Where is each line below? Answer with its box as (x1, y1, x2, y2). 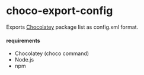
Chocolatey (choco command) (14, 50, 89, 57)
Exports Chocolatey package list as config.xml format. (6, 23, 139, 30)
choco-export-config (6, 4, 113, 18)
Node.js (14, 56, 34, 63)
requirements (6, 37, 40, 44)
